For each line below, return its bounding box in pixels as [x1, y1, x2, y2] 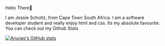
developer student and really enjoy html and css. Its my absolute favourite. [5, 20, 160, 26]
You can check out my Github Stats [5, 25, 79, 31]
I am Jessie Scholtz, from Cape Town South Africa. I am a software [5, 15, 145, 20]
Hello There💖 [5, 5, 33, 11]
